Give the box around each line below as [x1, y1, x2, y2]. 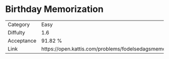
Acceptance [8, 37, 37, 44]
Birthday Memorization [5, 3, 104, 15]
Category [8, 21, 30, 28]
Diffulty [8, 29, 25, 36]
